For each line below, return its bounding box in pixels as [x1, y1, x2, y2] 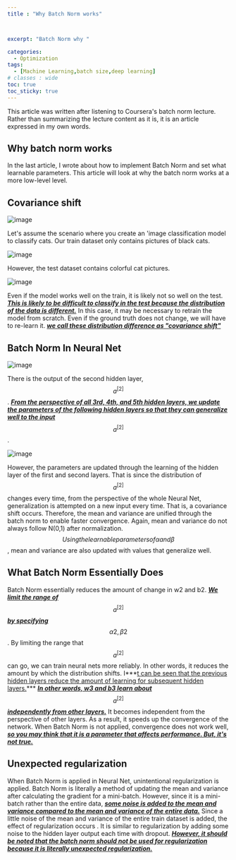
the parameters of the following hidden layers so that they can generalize [7, 405, 228, 413]
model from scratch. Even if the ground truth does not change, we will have [7, 314, 226, 322]
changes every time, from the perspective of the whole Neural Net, [7, 494, 202, 502]
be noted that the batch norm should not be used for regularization [7, 837, 208, 845]
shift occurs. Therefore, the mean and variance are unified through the [7, 509, 213, 518]
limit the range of [7, 593, 58, 601]
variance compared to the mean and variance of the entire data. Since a [7, 806, 223, 815]
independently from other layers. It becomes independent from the [7, 707, 206, 716]
